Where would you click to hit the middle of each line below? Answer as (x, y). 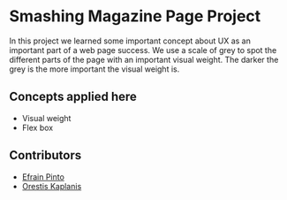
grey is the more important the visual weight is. (94, 69)
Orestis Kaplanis (52, 186)
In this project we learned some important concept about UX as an (130, 41)
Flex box (38, 127)
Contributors (45, 155)
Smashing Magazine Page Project (135, 16)
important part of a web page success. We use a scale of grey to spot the (143, 50)
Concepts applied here (73, 97)
